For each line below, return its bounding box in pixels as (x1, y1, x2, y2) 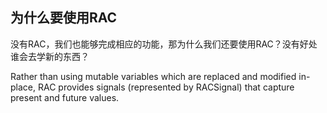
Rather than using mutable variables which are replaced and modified (10, 70, 297, 82)
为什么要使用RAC (10, 9, 118, 27)
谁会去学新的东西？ (10, 50, 90, 62)
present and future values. (10, 91, 120, 103)
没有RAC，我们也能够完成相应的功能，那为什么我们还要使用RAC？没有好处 (10, 38, 318, 50)
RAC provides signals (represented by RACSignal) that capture (37, 81, 295, 93)
